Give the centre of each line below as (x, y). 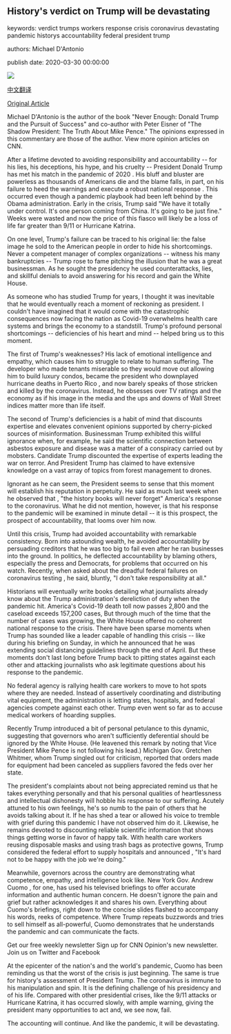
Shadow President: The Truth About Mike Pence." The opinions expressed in (116, 131)
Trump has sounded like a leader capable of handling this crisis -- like (106, 635)
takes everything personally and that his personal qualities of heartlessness (114, 793)
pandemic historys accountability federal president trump (89, 35)
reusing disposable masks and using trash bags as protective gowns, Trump (115, 844)
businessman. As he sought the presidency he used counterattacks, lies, (110, 268)
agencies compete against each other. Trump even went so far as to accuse (115, 708)
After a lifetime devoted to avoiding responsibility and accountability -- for (112, 159)
